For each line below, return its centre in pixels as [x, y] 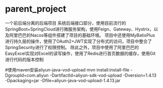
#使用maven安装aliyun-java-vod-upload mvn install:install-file [67, 70]
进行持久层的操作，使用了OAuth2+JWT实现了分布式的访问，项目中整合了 [79, 41]
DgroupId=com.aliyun [27, 75]
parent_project [36, 9]
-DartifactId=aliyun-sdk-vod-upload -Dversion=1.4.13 [103, 75]
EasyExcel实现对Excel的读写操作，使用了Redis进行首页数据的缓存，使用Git [80, 53]
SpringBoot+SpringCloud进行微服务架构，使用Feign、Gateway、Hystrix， [80, 29]
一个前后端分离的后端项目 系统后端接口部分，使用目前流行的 [65, 23]
